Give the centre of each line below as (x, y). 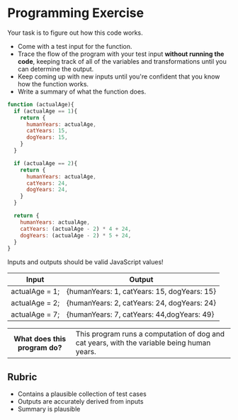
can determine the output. (56, 69)
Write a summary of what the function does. (82, 91)
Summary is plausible (49, 409)
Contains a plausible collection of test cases (82, 394)
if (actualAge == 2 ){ (46, 163)
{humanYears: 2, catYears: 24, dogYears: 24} (141, 303)
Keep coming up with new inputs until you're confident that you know (119, 76)
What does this (40, 339)
